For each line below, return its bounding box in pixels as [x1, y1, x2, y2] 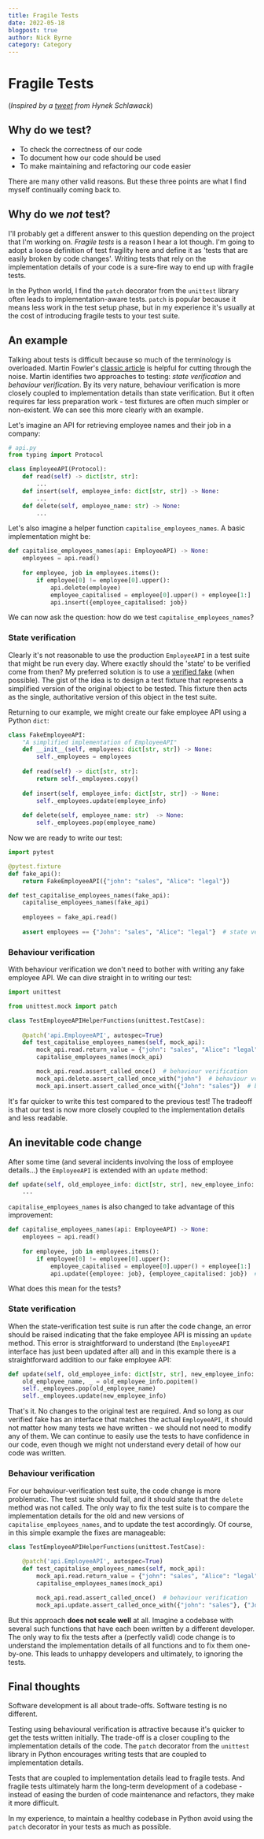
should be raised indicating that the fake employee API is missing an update [8, 1329, 252, 1339]
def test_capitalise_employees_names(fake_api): [8, 891, 170, 899]
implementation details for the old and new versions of [8, 1510, 185, 1521]
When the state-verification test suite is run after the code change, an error [8, 1321, 251, 1331]
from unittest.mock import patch [8, 1002, 118, 1010]
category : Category [8, 41, 72, 49]
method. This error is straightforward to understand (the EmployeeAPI [8, 1338, 230, 1347]
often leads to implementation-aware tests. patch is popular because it [8, 294, 236, 303]
